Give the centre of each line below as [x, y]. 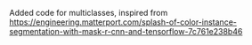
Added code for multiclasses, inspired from [89, 13]
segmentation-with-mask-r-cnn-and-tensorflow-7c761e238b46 [126, 31]
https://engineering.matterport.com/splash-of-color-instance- [123, 22]
